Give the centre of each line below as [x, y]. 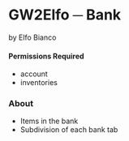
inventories [39, 83]
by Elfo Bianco [32, 37]
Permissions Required [46, 56]
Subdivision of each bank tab [69, 130]
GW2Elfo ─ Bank [65, 15]
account [34, 74]
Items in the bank [49, 121]
